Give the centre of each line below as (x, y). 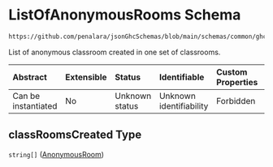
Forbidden (236, 101)
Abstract (30, 77)
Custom (232, 72)
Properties (237, 82)
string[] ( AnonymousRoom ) (56, 154)
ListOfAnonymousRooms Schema (125, 15)
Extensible (86, 77)
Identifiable (182, 77)
